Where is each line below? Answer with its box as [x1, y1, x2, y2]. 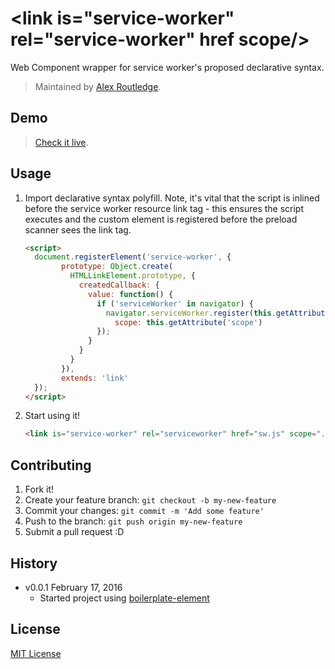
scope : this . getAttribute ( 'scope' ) [114, 317, 263, 327]
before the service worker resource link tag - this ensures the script [24, 202, 305, 214]
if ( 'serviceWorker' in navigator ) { [96, 298, 254, 309]
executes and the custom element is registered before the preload [24, 213, 298, 225]
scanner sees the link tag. [24, 223, 132, 236]
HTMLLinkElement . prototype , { [69, 271, 196, 281]
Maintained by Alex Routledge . [34, 80, 162, 92]
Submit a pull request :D [24, 526, 125, 538]
